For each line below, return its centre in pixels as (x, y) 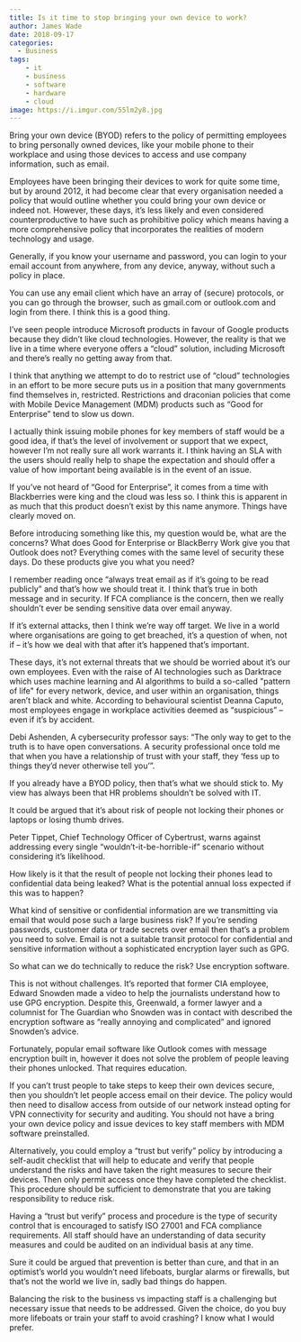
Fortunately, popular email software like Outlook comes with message (138, 1049)
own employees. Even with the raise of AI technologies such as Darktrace (146, 672)
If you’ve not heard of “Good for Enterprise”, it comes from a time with (139, 487)
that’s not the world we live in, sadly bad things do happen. (118, 1282)
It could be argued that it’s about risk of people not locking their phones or (147, 811)
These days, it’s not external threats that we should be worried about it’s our (150, 662)
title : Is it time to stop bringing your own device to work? (128, 18)
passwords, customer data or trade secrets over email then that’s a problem (150, 929)
